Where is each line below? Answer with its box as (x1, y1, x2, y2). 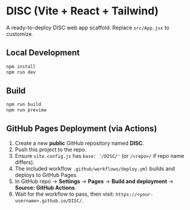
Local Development (6, 48, 80, 58)
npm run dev (6, 69, 36, 75)
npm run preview (6, 107, 47, 113)
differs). (14, 159, 35, 166)
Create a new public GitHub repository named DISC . (14, 139, 145, 147)
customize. (6, 30, 33, 37)
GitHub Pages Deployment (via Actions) (6, 124, 157, 134)
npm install (6, 63, 36, 69)
